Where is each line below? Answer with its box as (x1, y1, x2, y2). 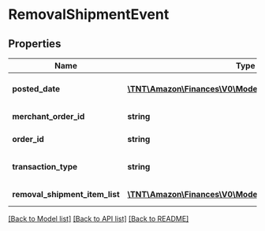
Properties (8, 37, 62, 50)
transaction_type (12, 162, 78, 172)
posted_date (12, 84, 61, 94)
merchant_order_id (12, 111, 85, 121)
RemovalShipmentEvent (8, 6, 170, 24)
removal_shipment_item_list (12, 189, 120, 199)
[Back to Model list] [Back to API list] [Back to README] (8, 214, 189, 223)
